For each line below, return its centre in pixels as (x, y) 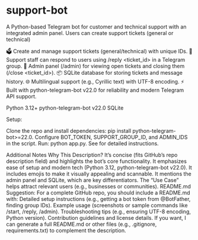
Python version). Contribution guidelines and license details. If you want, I (96, 217)
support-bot (37, 10)
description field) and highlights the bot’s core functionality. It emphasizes (96, 161)
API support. (21, 96)
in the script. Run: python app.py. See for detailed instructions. (82, 143)
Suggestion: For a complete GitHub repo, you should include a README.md (98, 193)
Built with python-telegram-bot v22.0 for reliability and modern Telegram (95, 90)
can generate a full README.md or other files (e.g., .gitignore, (82, 224)
